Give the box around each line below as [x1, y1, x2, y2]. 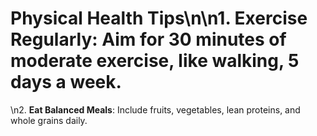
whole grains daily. [10, 114, 88, 126]
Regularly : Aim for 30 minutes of [10, 28, 287, 51]
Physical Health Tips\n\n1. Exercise [10, 7, 308, 30]
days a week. [10, 71, 122, 94]
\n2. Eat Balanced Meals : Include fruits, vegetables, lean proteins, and [10, 103, 301, 116]
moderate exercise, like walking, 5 [10, 50, 300, 72]
